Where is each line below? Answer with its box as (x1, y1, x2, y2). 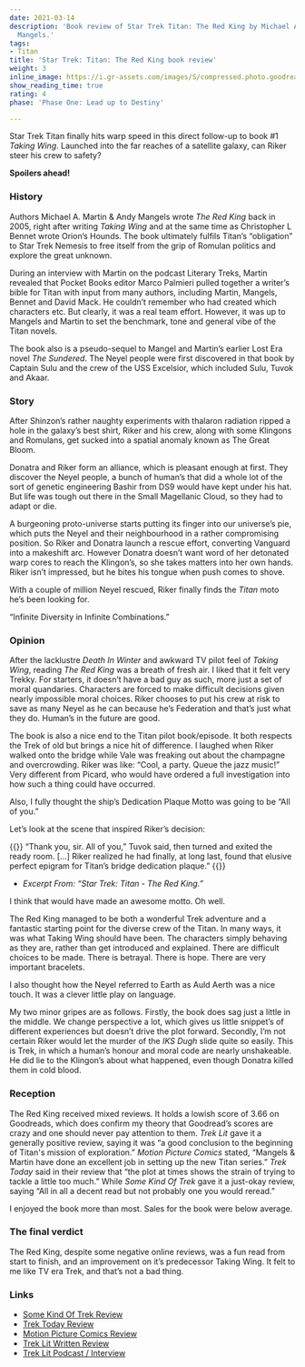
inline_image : (9, 73, 64, 82)
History (9, 190, 44, 203)
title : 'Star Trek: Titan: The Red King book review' (9, 55, 218, 65)
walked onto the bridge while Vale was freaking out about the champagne (9, 749, 286, 760)
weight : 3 (9, 65, 47, 74)
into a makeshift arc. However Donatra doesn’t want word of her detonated (9, 547, 290, 558)
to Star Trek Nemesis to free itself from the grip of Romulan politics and (9, 240, 277, 251)
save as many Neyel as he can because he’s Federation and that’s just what (9, 703, 291, 714)
